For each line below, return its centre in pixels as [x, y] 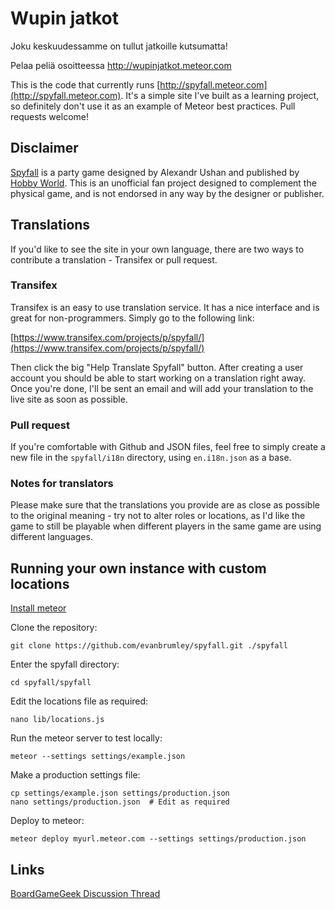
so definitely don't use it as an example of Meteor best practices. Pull [153, 106]
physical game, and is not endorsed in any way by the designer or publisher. [167, 193]
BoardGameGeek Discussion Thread [85, 894]
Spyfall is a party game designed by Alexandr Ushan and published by [155, 172]
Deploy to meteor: [47, 821]
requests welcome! [49, 116]
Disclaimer [44, 148]
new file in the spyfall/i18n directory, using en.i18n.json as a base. [151, 458]
